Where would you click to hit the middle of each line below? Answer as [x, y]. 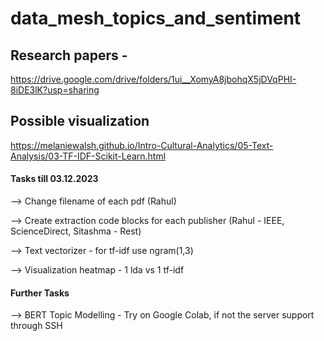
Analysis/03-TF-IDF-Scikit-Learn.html [88, 156]
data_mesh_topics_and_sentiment [156, 18]
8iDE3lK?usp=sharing [55, 90]
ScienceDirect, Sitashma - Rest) [76, 231]
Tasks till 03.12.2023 [54, 179]
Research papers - [69, 55]
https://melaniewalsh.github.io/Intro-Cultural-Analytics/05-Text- [142, 145]
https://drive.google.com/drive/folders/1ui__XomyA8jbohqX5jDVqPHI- [153, 79]
